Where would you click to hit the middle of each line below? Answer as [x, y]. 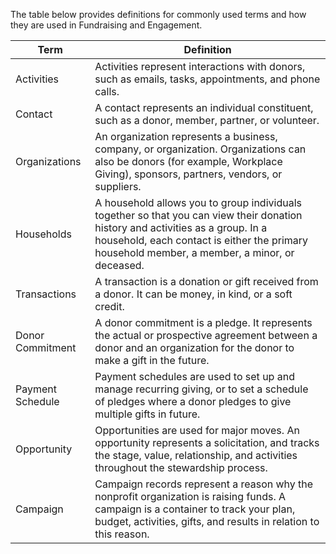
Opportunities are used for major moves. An [197, 430]
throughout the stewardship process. [181, 467]
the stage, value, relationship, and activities [196, 455]
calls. [107, 91]
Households [43, 234]
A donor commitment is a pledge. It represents [203, 322]
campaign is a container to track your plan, [195, 509]
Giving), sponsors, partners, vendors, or [188, 174]
